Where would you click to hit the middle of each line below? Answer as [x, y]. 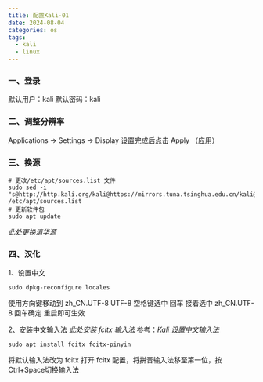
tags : [17, 37]
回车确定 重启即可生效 [50, 313]
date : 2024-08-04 [36, 23]
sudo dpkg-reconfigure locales [59, 288]
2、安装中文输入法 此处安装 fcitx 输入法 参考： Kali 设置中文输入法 [113, 329]
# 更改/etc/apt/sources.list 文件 [62, 180]
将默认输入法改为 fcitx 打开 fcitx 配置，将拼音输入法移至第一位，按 [115, 360]
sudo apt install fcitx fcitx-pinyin [70, 345]
